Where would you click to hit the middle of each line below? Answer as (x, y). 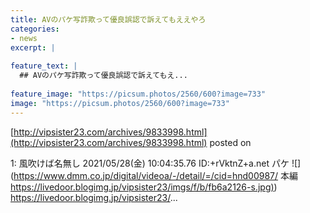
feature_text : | (44, 66)
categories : (35, 29)
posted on (230, 142)
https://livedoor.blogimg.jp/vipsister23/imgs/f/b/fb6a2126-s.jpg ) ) (144, 187)
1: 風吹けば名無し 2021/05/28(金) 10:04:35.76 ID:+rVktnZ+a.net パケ (150, 163)
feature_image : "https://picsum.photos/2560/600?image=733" (138, 94)
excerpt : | (33, 47)
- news (24, 38)
